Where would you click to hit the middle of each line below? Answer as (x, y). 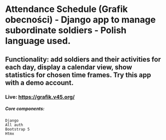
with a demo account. (39, 82)
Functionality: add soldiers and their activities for (83, 59)
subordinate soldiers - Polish (66, 30)
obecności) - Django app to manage (81, 20)
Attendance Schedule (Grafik (67, 9)
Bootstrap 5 (17, 130)
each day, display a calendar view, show (69, 67)
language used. (38, 41)
